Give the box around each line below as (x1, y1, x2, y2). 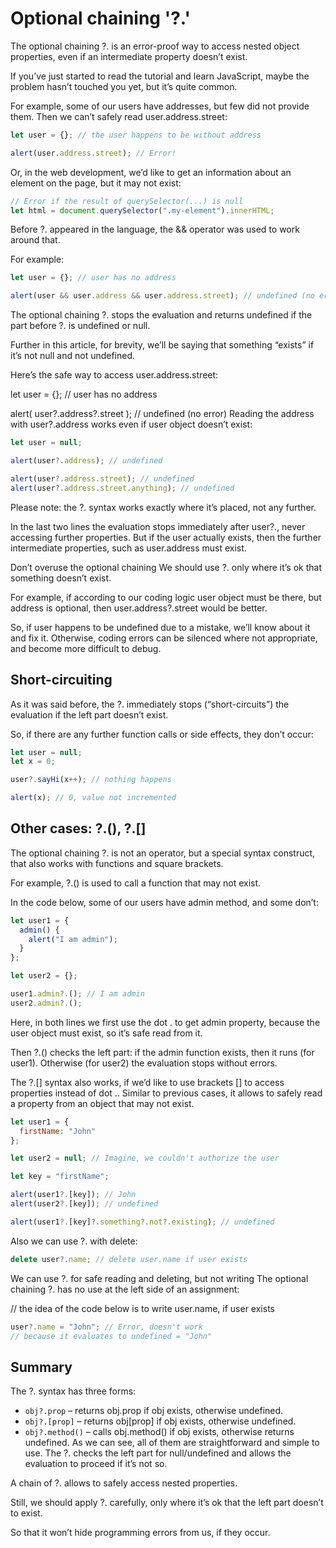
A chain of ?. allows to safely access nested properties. (10, 1477, 238, 1489)
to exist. (10, 1507, 43, 1519)
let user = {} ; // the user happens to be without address (10, 130, 262, 140)
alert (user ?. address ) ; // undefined (10, 456, 163, 466)
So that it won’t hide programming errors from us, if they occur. (10, 1527, 271, 1539)
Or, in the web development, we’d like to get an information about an (10, 166, 292, 178)
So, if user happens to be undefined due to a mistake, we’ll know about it (10, 621, 311, 633)
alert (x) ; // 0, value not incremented (10, 793, 177, 803)
